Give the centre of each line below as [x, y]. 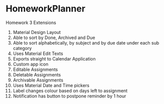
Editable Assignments [35, 69]
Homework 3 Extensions [31, 22]
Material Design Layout [37, 32]
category [22, 48]
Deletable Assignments [37, 74]
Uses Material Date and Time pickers [51, 85]
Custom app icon [31, 64]
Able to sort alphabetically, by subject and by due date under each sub [86, 42]
